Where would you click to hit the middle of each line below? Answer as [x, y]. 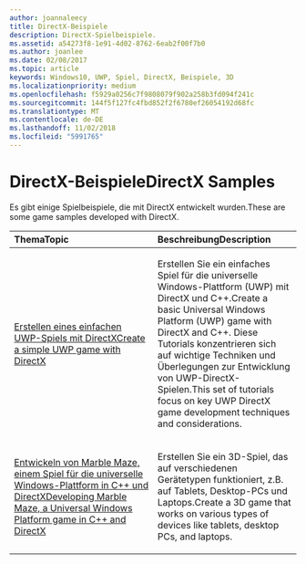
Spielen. [175, 389]
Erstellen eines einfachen [68, 327]
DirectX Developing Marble [71, 496]
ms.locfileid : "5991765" [56, 137]
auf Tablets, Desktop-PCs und [223, 491]
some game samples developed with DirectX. [94, 216]
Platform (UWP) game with [215, 320]
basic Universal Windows [212, 309]
